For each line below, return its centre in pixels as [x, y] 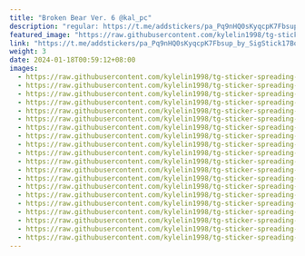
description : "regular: [54, 26]
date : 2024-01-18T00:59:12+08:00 [73, 60]
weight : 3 [28, 52]
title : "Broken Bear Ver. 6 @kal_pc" [81, 18]
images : [24, 69]
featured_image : [40, 34]
